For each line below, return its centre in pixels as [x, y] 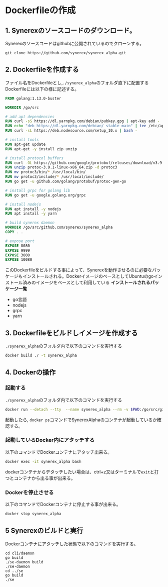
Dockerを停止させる [29, 492]
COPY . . [14, 232]
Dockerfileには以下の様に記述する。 [42, 89]
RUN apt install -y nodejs [33, 209]
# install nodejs [23, 204]
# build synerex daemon [30, 223]
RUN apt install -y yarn [31, 214]
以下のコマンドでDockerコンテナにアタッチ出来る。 [59, 452]
